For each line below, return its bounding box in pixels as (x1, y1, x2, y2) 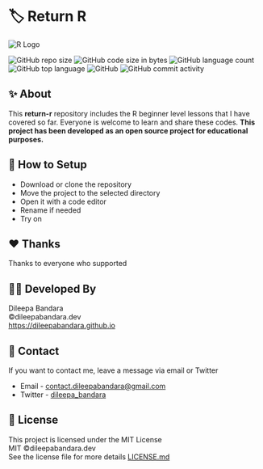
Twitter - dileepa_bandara (19, 390, 106, 399)
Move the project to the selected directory (19, 188, 161, 197)
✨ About (8, 87, 52, 101)
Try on (19, 213, 43, 223)
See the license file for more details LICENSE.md (8, 451, 170, 462)
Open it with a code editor (19, 196, 107, 206)
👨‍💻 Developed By (8, 281, 97, 296)
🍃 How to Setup (8, 158, 87, 171)
